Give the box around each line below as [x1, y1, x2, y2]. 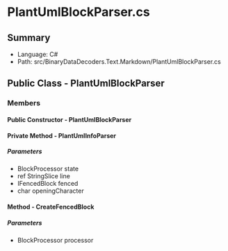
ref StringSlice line [17, 172, 71, 180]
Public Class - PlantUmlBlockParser [7, 78, 165, 89]
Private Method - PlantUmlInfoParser [7, 131, 117, 139]
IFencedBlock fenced [17, 180, 79, 188]
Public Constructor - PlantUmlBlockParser [7, 115, 132, 123]
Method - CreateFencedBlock [7, 202, 95, 211]
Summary [7, 32, 51, 44]
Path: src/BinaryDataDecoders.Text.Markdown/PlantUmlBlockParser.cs [17, 58, 221, 66]
